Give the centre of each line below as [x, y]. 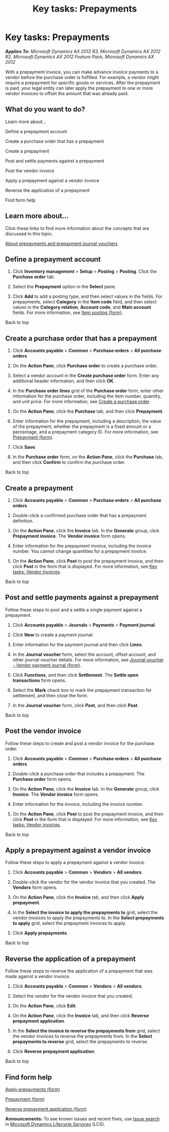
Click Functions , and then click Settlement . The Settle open [75, 675]
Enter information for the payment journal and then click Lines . [78, 644]
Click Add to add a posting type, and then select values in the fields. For [88, 296]
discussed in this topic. [29, 233]
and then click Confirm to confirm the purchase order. [69, 462]
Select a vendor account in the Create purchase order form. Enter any [86, 376]
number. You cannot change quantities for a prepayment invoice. [80, 551]
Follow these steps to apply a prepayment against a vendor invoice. [75, 863]
